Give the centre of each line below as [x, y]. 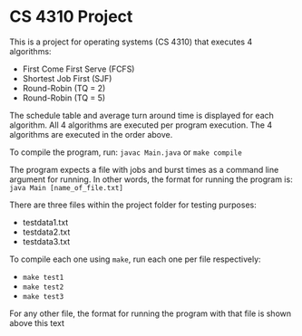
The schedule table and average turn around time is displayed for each [142, 115]
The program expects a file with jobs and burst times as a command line [144, 169]
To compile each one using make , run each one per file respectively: [135, 259]
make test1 [43, 277]
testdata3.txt [46, 241]
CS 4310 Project [71, 17]
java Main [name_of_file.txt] [67, 187]
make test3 [43, 296]
